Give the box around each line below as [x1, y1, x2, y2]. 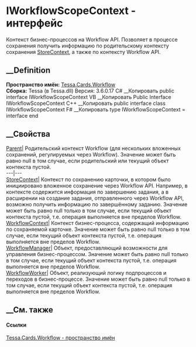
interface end [6, 112, 39, 119]
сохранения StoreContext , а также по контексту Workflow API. [6, 48, 161, 55]
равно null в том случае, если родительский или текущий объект [6, 157, 169, 164]
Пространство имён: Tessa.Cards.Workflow [6, 81, 116, 88]
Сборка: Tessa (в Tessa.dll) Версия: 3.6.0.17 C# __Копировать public [6, 87, 174, 94]
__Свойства [6, 129, 51, 139]
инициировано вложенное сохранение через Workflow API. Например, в [6, 182, 188, 189]
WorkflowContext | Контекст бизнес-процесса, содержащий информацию [6, 219, 189, 226]
